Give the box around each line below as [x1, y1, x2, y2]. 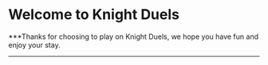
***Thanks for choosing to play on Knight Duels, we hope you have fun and [8, 32, 259, 41]
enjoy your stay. [8, 40, 61, 49]
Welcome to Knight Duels [8, 6, 179, 24]
